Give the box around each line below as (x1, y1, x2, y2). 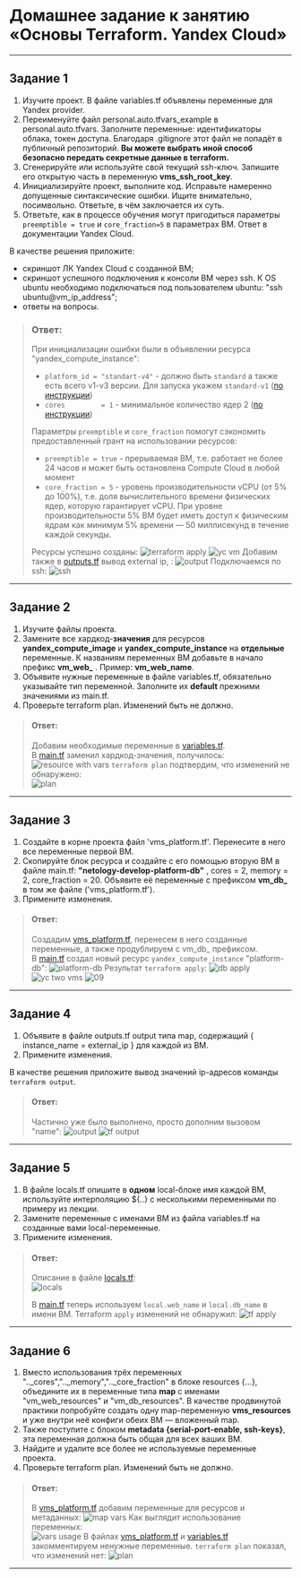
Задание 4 (9, 1006, 72, 1022)
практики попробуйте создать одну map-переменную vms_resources (21, 1404, 291, 1416)
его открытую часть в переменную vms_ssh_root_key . (21, 171, 233, 182)
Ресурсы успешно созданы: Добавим (30, 547, 278, 557)
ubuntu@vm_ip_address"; (21, 291, 118, 302)
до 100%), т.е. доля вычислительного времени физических (44, 491, 271, 502)
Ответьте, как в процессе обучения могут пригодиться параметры (21, 209, 280, 220)
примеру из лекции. (21, 1203, 99, 1214)
